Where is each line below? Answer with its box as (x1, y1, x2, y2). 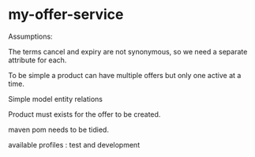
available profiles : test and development (8, 140, 141, 149)
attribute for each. (8, 55, 67, 65)
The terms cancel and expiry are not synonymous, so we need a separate (8, 47, 248, 56)
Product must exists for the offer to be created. (8, 109, 161, 119)
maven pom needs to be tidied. (8, 125, 109, 134)
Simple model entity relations (8, 94, 103, 103)
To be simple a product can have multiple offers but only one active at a (8, 70, 242, 80)
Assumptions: (8, 32, 53, 41)
